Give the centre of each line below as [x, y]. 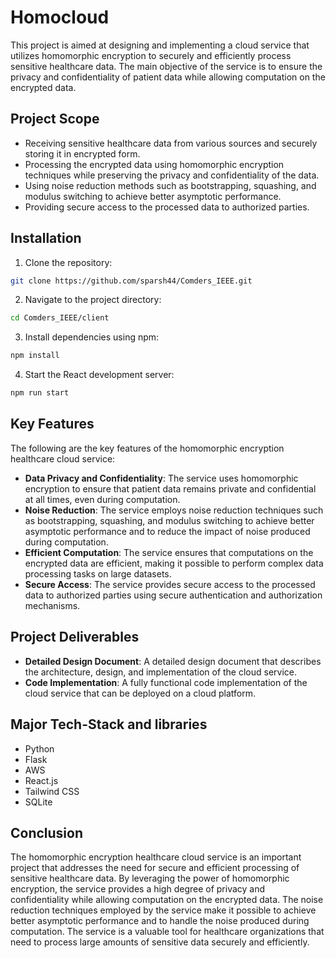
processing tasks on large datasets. [98, 573]
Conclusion [47, 832]
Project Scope [55, 119]
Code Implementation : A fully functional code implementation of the [166, 682]
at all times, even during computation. [102, 499]
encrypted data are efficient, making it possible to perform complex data [174, 563]
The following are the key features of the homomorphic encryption [147, 448]
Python [39, 748]
